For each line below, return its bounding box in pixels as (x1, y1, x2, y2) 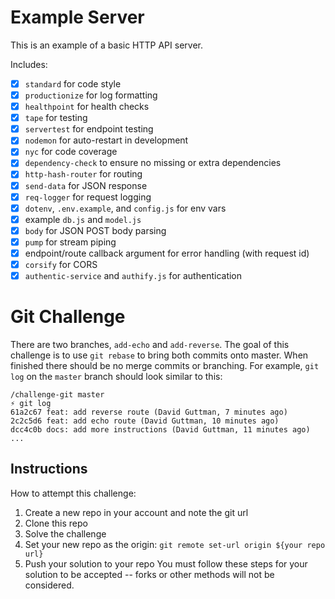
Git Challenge (10, 306, 126, 328)
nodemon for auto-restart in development (24, 134, 189, 146)
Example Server (10, 6, 145, 29)
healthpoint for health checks (24, 101, 150, 113)
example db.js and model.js (24, 213, 142, 225)
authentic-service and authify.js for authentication (24, 270, 243, 281)
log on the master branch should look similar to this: (10, 371, 223, 382)
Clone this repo (24, 517, 88, 529)
